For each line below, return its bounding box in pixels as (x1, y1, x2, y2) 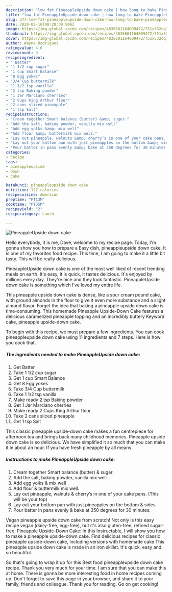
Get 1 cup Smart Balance (13, 375, 65, 381)
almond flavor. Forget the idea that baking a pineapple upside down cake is (6, 303, 164, 309)
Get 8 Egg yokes (13, 381, 48, 387)
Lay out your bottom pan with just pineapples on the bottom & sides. (13, 502, 157, 508)
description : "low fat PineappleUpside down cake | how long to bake (6, 7, 157, 13)
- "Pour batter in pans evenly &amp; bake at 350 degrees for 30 (6, 145, 148, 151)
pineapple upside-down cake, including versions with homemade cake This (6, 539, 165, 545)
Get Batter (13, 364, 35, 371)
